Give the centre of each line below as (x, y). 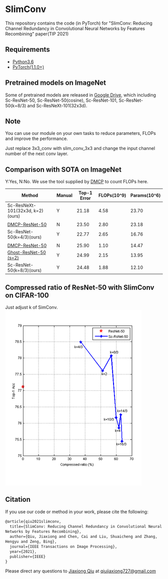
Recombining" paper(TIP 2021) (37, 34)
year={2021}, (23, 551)
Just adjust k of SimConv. (31, 307)
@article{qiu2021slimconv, (33, 521)
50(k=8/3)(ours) (24, 270)
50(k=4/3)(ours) (24, 237)
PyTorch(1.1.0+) (28, 67)
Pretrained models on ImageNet (56, 83)
